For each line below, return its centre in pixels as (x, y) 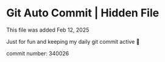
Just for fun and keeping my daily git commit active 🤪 (73, 41)
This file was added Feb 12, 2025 (48, 30)
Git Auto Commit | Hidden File (83, 13)
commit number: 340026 (38, 53)
